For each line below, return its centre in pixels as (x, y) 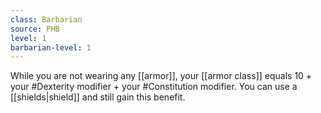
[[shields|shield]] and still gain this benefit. (98, 97)
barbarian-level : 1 (51, 47)
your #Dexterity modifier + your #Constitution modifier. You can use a (154, 87)
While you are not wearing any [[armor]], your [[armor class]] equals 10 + (161, 76)
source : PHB (35, 29)
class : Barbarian (46, 19)
